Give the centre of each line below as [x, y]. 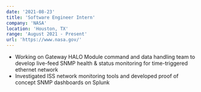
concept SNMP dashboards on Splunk [62, 82]
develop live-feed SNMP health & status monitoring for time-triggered [101, 63]
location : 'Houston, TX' [37, 29]
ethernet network [36, 69]
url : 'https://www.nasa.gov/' [44, 40]
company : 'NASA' [26, 23]
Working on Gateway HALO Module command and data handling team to [105, 57]
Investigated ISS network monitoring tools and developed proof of [97, 76]
